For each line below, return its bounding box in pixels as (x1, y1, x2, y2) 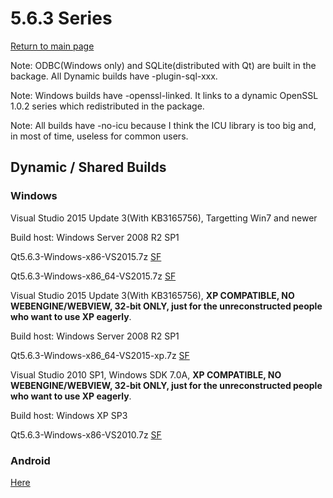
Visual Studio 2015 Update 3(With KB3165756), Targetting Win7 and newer (10, 212, 318, 224)
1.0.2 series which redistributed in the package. (10, 100, 205, 112)
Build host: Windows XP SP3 (10, 409, 128, 421)
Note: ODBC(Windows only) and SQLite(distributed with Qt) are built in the (10, 59, 317, 71)
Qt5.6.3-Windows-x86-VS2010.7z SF (10, 428, 162, 441)
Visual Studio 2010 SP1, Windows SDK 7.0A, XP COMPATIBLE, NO (10, 368, 282, 381)
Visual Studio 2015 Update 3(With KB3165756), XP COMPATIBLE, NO (10, 289, 295, 301)
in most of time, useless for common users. (10, 130, 189, 142)
